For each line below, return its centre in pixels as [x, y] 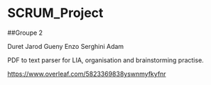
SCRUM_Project [55, 13]
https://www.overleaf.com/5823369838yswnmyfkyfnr [87, 74]
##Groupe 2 [25, 33]
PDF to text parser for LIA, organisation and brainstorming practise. [105, 60]
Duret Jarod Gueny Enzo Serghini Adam [66, 46]
